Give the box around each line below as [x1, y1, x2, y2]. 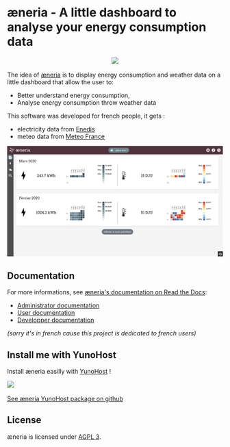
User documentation [16, 309, 75, 317]
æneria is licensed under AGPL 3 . [7, 433, 101, 441]
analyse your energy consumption [7, 19, 207, 35]
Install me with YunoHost [7, 349, 116, 361]
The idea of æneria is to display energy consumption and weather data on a [7, 71, 221, 79]
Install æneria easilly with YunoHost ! [7, 367, 112, 375]
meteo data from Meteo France [16, 132, 105, 140]
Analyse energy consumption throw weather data [16, 98, 157, 107]
